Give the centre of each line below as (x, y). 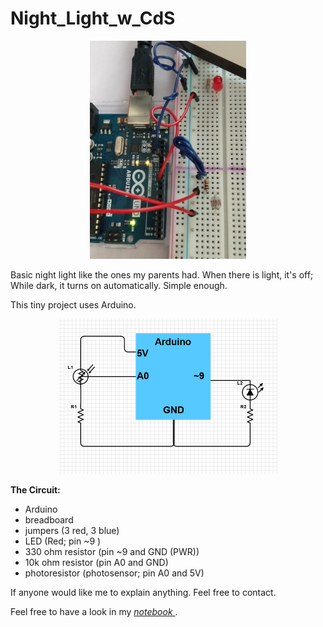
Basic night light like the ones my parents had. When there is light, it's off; (162, 274)
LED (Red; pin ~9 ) (63, 541)
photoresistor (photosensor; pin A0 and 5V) (114, 573)
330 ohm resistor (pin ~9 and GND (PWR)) (112, 552)
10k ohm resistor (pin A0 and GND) (96, 563)
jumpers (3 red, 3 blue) (72, 531)
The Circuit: (35, 490)
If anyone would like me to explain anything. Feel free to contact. (143, 593)
